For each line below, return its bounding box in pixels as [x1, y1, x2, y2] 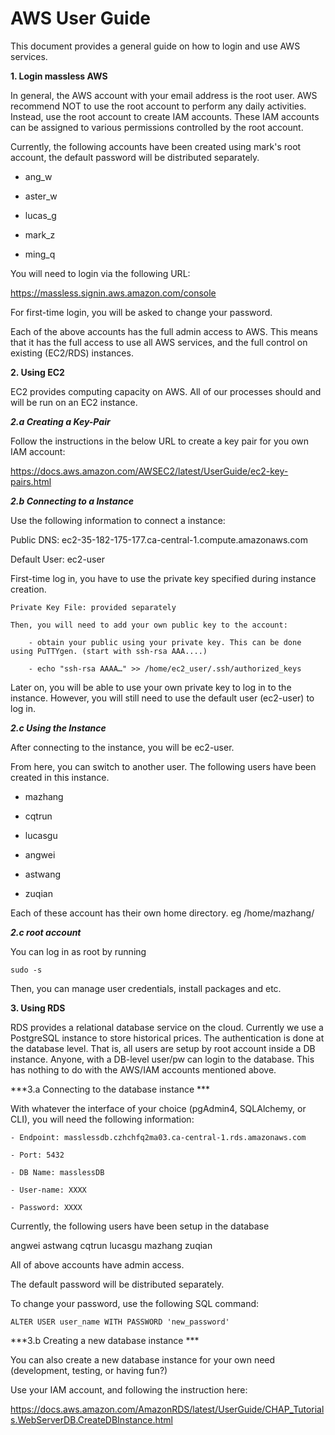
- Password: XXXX [10, 1202, 83, 1212]
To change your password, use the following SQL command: [10, 1297, 260, 1309]
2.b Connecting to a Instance [10, 495, 134, 507]
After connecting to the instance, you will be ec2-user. [10, 741, 235, 753]
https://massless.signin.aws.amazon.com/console [10, 287, 217, 299]
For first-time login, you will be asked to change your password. [10, 306, 273, 318]
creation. [10, 583, 47, 595]
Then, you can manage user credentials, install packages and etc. [10, 982, 282, 994]
